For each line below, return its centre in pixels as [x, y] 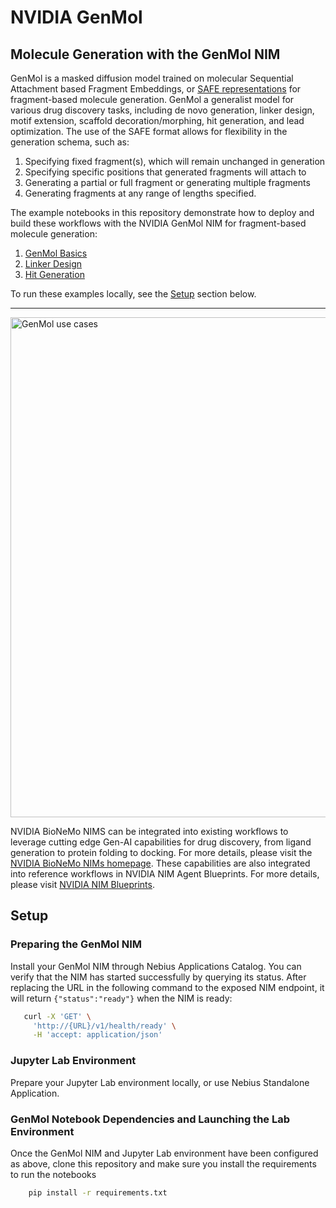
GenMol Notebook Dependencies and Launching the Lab [150, 1119]
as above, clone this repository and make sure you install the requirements [163, 1163]
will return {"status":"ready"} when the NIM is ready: [121, 998]
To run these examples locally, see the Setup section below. [133, 294]
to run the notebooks [53, 1174]
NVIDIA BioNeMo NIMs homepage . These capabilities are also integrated [160, 863]
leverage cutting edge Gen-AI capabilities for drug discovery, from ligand [161, 842]
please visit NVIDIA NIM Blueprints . [83, 884]
